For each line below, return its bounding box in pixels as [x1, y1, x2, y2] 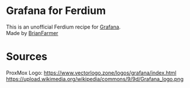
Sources [6, 50, 48, 64]
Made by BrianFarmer [6, 29, 58, 36]
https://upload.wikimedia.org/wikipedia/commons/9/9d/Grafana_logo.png [6, 75, 184, 82]
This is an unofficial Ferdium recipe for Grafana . [6, 23, 121, 30]
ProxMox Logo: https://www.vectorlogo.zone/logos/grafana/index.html [6, 69, 177, 76]
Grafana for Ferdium [6, 4, 106, 17]
